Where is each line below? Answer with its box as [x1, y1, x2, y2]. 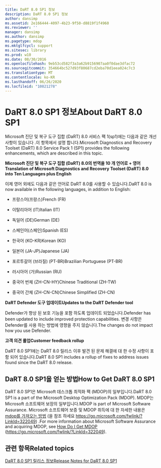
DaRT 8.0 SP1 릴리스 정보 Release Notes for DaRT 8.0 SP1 [5, 458, 117, 464]
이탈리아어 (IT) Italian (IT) [12, 207, 60, 213]
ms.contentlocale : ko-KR [5, 75, 55, 80]
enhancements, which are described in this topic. [5, 150, 103, 156]
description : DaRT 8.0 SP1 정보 [5, 12, 69, 17]
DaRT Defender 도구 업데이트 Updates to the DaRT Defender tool [5, 300, 133, 306]
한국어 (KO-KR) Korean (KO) [12, 238, 66, 243]
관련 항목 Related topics [5, 444, 74, 452]
